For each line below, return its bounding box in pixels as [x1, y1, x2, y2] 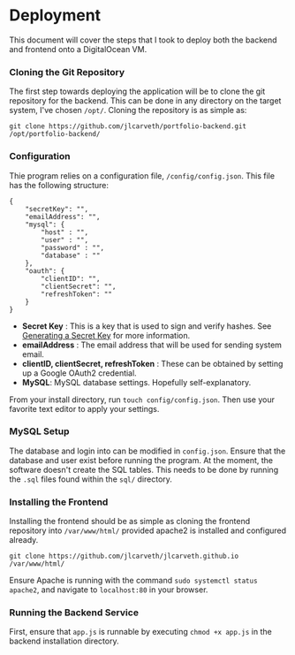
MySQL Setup [9, 425, 70, 438]
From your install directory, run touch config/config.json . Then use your [9, 394, 276, 405]
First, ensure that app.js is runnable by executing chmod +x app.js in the [9, 627, 272, 637]
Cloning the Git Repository [9, 65, 125, 78]
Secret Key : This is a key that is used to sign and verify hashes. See [21, 320, 272, 331]
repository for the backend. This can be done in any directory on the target [9, 95, 282, 106]
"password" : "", [41, 243, 104, 252]
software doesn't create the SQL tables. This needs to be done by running [9, 464, 279, 475]
